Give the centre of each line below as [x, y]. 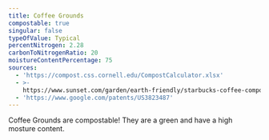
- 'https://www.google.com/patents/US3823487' [94, 98]
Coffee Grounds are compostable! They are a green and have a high [120, 120]
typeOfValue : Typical [44, 38]
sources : [23, 68]
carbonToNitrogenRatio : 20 [53, 53]
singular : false [35, 30]
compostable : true [39, 23]
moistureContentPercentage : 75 [60, 61]
